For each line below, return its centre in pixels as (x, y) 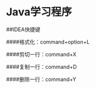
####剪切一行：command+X (41, 54)
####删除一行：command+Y (41, 79)
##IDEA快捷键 (23, 29)
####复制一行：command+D (41, 67)
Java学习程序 (39, 12)
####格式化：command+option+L (48, 42)
